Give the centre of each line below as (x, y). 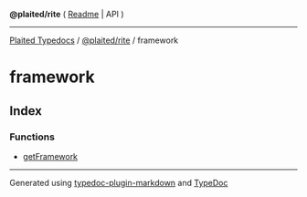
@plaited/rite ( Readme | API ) (67, 14)
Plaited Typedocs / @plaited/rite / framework (94, 40)
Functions (32, 137)
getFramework (50, 156)
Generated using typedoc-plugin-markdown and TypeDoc (119, 182)
